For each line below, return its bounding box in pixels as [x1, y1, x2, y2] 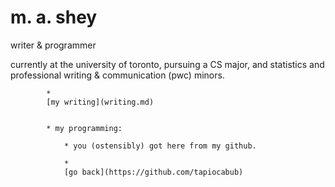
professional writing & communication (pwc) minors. [10, 69, 225, 81]
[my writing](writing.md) [46, 97, 155, 107]
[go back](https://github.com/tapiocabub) [63, 167, 244, 177]
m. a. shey [10, 6, 98, 29]
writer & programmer [10, 39, 97, 51]
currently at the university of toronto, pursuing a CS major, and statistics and [10, 58, 325, 70]
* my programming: [46, 123, 123, 133]
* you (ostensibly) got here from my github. [63, 141, 257, 151]
